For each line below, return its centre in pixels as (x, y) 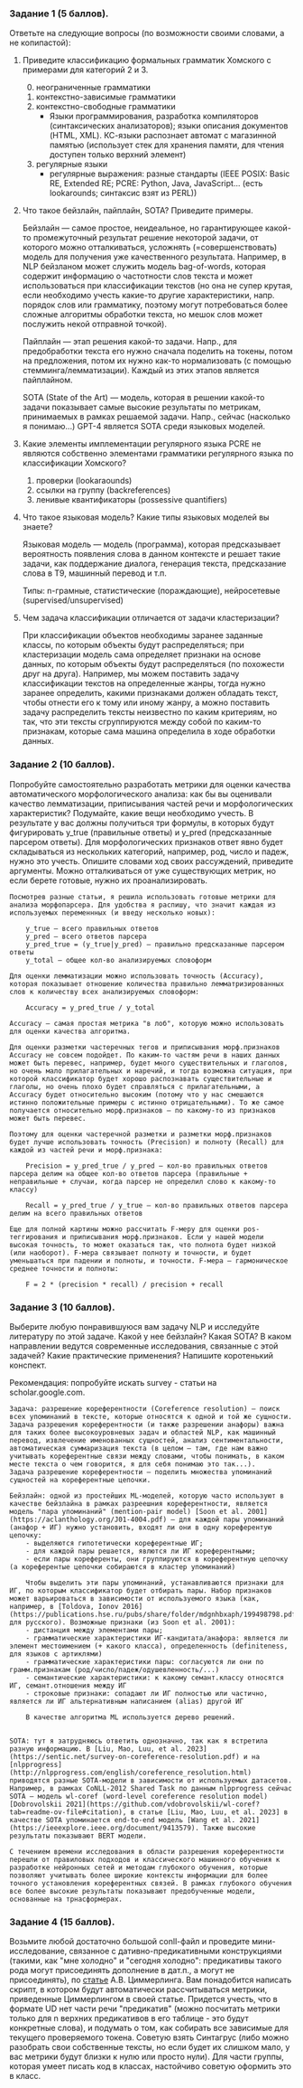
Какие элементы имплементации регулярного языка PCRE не (142, 444)
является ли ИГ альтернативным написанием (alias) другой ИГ (127, 1701)
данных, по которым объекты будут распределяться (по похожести (153, 664)
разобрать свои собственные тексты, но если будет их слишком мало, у (150, 2047)
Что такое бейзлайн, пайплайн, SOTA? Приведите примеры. (138, 211)
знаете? (37, 527)
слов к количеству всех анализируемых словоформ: (105, 992)
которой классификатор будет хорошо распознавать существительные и (141, 1078)
